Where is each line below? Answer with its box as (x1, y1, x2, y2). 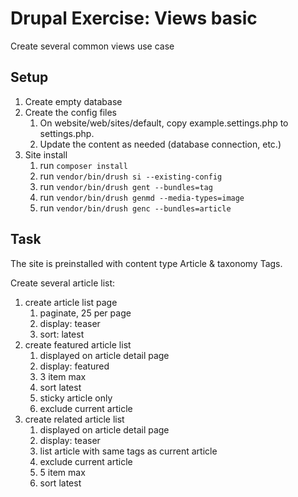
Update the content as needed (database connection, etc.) (39, 138, 282, 150)
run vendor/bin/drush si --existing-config (39, 170, 223, 182)
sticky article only (39, 392, 113, 404)
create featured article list (24, 338, 132, 351)
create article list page (24, 296, 118, 308)
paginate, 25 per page (39, 307, 132, 319)
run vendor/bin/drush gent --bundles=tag (39, 180, 213, 192)
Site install (24, 148, 68, 161)
